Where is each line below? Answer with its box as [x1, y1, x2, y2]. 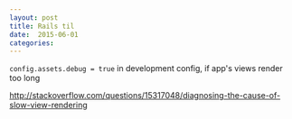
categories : [9, 38, 54, 48]
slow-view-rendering [9, 100, 88, 111]
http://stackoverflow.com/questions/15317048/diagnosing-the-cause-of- [9, 90, 281, 101]
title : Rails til [9, 22, 75, 31]
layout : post [9, 13, 59, 23]
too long [9, 73, 41, 84]
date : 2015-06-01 [9, 30, 79, 39]
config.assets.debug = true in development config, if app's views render [9, 63, 283, 74]
